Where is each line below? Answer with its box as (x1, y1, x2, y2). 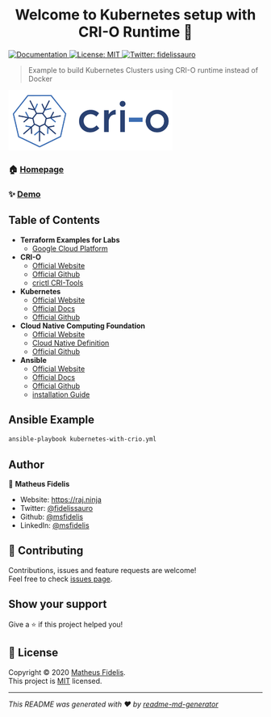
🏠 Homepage (8, 163, 65, 175)
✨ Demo (8, 188, 41, 200)
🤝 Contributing (8, 544, 84, 558)
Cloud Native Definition (31, 338, 110, 348)
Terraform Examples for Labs (19, 234, 120, 244)
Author (8, 458, 44, 471)
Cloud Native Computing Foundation (19, 321, 145, 331)
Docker (27, 74, 53, 83)
